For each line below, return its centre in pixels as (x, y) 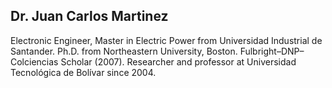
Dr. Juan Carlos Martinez (89, 16)
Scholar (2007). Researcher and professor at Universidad (178, 61)
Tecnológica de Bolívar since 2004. (83, 72)
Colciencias (34, 61)
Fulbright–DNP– (272, 51)
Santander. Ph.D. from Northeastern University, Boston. (124, 51)
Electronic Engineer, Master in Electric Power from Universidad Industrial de (166, 40)
